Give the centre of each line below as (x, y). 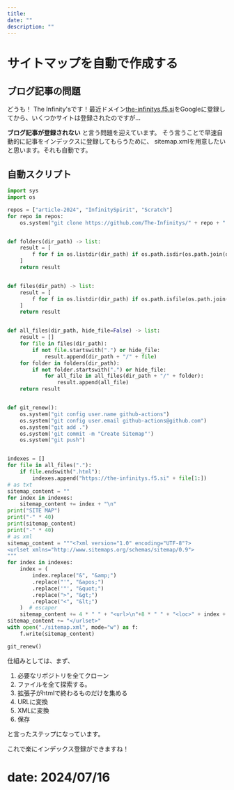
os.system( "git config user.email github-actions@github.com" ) (114, 420)
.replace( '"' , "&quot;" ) (68, 588)
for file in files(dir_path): (64, 344)
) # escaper (39, 608)
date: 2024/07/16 (58, 777)
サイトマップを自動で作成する (93, 63)
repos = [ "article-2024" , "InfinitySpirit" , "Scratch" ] (90, 210)
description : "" (31, 26)
